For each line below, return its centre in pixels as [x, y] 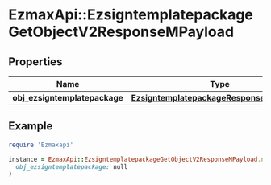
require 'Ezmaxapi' [41, 145]
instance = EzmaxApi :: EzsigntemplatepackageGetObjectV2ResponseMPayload [133, 159]
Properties [35, 62]
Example [31, 126]
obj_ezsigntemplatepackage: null [72, 166]
